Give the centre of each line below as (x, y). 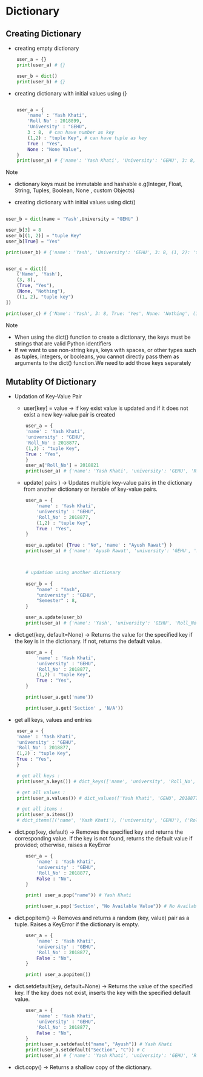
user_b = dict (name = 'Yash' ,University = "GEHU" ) (72, 219)
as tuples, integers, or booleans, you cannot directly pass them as (97, 356)
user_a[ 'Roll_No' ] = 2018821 (62, 466)
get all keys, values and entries (53, 719)
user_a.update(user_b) (54, 618)
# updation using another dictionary (73, 573)
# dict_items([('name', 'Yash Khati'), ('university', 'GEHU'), (99, 820)
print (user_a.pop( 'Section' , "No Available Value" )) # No (100, 906)
